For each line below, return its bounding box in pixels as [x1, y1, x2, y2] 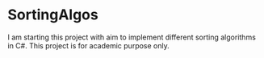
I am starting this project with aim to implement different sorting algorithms [7, 32, 256, 42]
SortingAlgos [7, 6, 98, 24]
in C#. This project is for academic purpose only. [7, 40, 170, 50]
